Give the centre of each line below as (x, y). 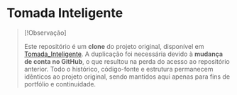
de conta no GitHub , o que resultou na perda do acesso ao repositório (127, 61)
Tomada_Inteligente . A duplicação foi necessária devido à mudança (123, 54)
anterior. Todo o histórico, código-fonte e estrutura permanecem (118, 69)
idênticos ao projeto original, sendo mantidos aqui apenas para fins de (127, 77)
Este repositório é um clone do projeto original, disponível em (114, 46)
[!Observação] (45, 33)
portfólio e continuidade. (60, 84)
